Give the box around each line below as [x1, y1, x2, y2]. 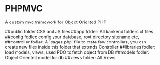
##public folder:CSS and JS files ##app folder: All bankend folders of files [5, 28, 154, 34]
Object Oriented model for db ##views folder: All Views [5, 54, 116, 60]
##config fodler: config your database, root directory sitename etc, [5, 34, 140, 40]
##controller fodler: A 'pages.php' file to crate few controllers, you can [5, 39, 147, 44]
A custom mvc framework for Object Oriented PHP [5, 19, 107, 25]
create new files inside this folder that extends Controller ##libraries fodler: [5, 44, 156, 50]
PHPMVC [5, 3, 43, 14]
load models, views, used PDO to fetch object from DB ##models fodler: [5, 49, 150, 55]
